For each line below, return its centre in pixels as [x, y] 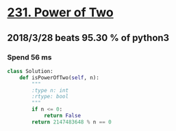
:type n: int [50, 90]
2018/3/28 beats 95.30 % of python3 [88, 38]
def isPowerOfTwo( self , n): [59, 77]
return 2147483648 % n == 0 [72, 122]
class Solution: [30, 71]
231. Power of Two [61, 13]
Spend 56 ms [29, 57]
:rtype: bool [50, 97]
